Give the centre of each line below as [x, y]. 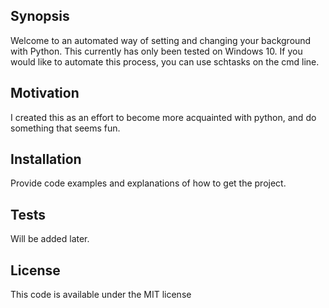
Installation [46, 159]
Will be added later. [50, 239]
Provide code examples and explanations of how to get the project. [148, 183]
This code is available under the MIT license [101, 295]
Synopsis [40, 16]
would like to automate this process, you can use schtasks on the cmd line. [165, 61]
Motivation [45, 93]
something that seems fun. [65, 128]
